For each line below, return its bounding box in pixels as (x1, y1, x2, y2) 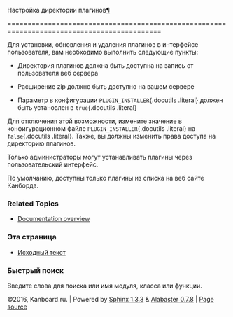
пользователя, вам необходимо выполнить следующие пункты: (7, 48, 199, 56)
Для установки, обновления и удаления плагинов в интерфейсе (7, 41, 199, 48)
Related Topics (7, 199, 59, 209)
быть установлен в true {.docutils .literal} (17, 104, 138, 111)
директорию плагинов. (7, 139, 76, 148)
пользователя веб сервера (17, 69, 99, 77)
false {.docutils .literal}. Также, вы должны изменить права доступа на (7, 132, 216, 140)
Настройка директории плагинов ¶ (7, 6, 111, 14)
